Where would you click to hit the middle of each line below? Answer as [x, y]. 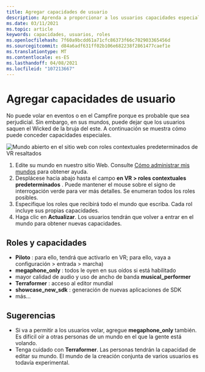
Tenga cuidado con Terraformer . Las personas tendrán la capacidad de [106, 349]
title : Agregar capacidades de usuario [57, 12]
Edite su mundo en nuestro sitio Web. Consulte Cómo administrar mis [103, 165]
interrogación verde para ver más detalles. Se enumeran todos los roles [105, 191]
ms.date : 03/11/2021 [33, 23]
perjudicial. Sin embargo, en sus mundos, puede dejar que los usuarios [95, 122]
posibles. [27, 198]
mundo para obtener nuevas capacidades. [68, 224]
